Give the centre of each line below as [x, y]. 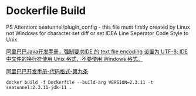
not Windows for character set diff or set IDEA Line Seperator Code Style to [97, 33]
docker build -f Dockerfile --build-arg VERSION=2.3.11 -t [80, 82]
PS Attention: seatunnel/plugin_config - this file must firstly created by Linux [98, 27]
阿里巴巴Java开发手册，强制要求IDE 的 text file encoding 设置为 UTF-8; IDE [97, 52]
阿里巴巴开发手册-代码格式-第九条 [47, 71]
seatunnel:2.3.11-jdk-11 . [39, 87]
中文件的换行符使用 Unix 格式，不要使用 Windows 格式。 [75, 59]
